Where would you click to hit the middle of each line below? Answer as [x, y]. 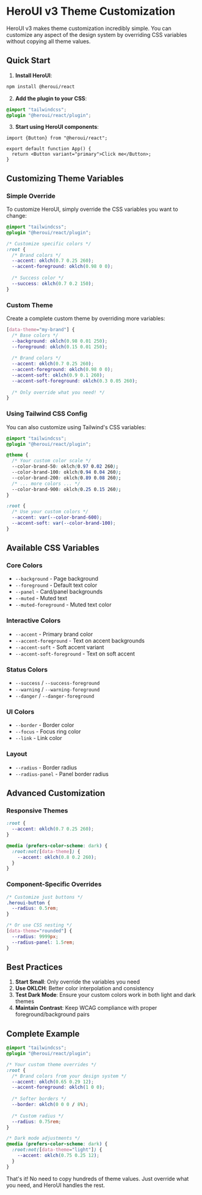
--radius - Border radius [46, 767]
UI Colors [20, 711]
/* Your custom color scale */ [52, 461]
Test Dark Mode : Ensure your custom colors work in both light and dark [105, 995]
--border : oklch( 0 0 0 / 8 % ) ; [50, 1105]
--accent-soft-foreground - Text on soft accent [75, 654]
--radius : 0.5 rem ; [35, 909]
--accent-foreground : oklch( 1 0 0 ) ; [58, 1087]
